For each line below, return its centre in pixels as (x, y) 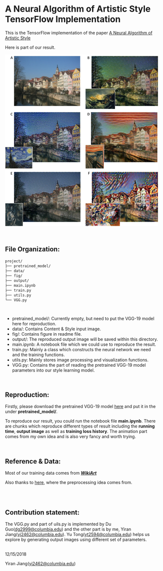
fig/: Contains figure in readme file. (47, 334)
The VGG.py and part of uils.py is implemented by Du (58, 524)
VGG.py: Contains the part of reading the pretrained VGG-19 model (79, 365)
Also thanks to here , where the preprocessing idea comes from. (69, 482)
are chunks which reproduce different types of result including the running (80, 426)
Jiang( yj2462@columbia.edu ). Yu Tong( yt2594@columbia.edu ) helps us (77, 535)
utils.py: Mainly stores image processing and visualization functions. (80, 360)
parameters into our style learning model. (53, 370)
